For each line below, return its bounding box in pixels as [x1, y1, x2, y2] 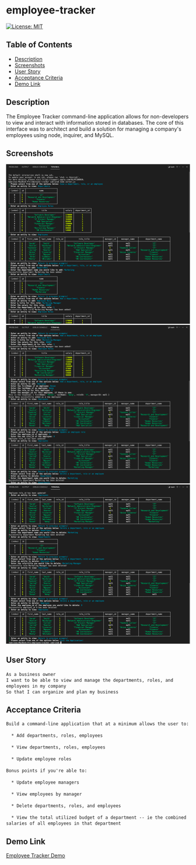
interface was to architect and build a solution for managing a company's [6, 125, 182, 132]
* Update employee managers [11, 779, 80, 785]
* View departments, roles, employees [11, 744, 106, 750]
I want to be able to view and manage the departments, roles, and [6, 677, 174, 683]
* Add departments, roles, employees [11, 733, 103, 739]
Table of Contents [6, 40, 73, 50]
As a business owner [6, 671, 57, 677]
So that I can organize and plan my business [6, 689, 118, 695]
